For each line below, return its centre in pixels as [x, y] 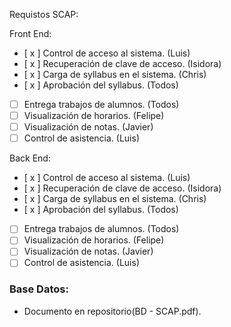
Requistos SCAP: [44, 14]
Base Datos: [39, 289]
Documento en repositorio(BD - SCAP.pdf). [112, 311]
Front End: [30, 33]
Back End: [30, 158]
